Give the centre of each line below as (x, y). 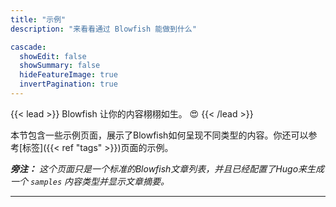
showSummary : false (60, 66)
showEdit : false (53, 56)
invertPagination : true (68, 84)
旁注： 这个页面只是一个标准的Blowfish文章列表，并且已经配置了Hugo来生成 (167, 168)
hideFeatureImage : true (68, 75)
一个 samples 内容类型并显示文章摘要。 (90, 181)
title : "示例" (38, 19)
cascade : (28, 47)
